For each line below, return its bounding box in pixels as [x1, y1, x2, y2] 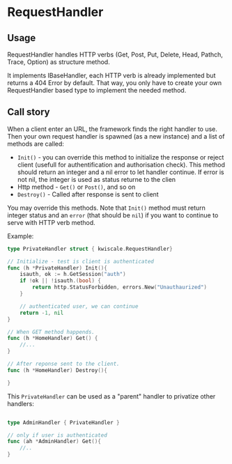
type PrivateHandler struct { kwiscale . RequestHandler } [7, 245, 173, 252]
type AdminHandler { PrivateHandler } [7, 419, 120, 426]
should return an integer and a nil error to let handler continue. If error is [17, 168, 224, 176]
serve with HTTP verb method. [7, 218, 95, 226]
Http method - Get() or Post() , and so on [17, 183, 136, 191]
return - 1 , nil [20, 309, 64, 316]
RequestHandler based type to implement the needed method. [7, 86, 187, 94]
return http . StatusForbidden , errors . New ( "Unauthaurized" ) [32, 284, 208, 291]
